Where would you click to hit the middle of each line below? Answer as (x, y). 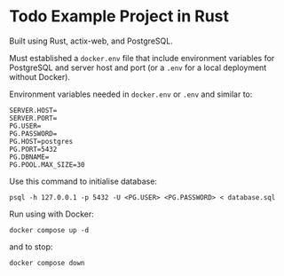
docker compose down (47, 263)
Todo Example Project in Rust (119, 16)
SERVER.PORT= (33, 118)
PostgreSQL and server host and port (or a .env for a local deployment (138, 67)
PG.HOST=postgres (41, 141)
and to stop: (31, 247)
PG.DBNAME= (29, 157)
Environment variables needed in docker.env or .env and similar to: (131, 94)
